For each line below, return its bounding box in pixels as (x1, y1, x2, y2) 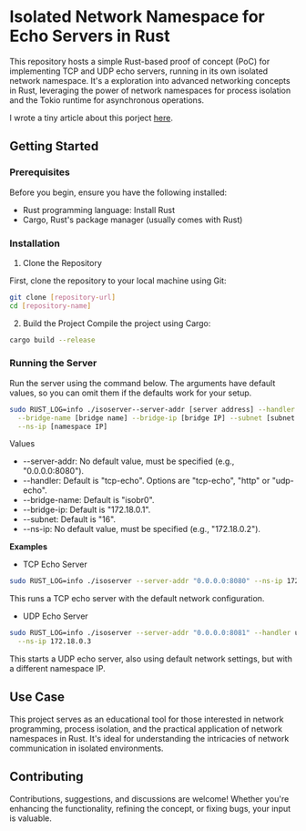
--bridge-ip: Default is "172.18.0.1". (22, 504, 151, 516)
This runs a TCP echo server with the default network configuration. (9, 593, 265, 604)
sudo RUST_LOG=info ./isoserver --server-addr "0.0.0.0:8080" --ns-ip (9, 577, 283, 586)
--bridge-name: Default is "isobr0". (22, 495, 155, 506)
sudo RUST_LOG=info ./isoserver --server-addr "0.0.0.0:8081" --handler (9, 629, 291, 638)
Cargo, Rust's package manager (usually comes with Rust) (22, 214, 243, 225)
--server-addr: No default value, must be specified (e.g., (22, 456, 235, 467)
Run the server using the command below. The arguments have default (9, 377, 276, 388)
